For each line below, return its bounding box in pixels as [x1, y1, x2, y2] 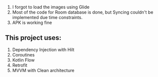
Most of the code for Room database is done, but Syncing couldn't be [12, 9, 154, 15]
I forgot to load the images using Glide [12, 4, 90, 10]
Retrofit [12, 62, 27, 68]
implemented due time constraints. [12, 15, 82, 20]
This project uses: [5, 34, 62, 42]
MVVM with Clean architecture [12, 67, 75, 73]
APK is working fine [12, 19, 53, 25]
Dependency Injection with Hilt [12, 46, 75, 53]
